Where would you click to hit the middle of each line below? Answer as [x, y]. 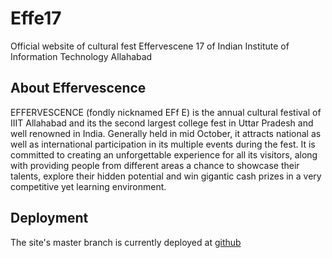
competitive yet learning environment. [88, 186]
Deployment [49, 218]
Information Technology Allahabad [81, 56]
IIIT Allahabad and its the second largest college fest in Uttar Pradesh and [162, 123]
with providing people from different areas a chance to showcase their [155, 165]
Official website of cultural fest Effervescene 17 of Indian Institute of [150, 46]
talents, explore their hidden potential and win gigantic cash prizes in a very [166, 176]
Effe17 [36, 18]
